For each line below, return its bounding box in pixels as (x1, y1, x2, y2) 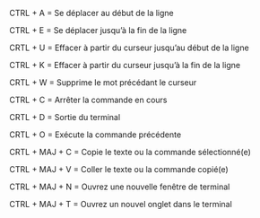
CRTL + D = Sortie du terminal (9, 112, 121, 122)
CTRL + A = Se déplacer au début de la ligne (9, 8, 174, 18)
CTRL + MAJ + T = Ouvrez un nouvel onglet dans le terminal (9, 199, 233, 209)
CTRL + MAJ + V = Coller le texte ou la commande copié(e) (9, 164, 229, 174)
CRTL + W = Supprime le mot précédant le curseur (9, 77, 197, 88)
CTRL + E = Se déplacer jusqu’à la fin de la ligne (9, 25, 187, 35)
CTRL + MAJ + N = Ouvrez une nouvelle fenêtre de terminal (9, 181, 230, 192)
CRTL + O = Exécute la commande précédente (9, 129, 182, 140)
